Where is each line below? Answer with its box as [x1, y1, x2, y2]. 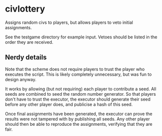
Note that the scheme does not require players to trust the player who [5, 66, 145, 72]
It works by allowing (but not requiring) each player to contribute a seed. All [5, 86, 157, 92]
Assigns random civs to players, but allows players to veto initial [5, 19, 133, 25]
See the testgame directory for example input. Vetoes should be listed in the [5, 34, 158, 40]
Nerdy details [5, 53, 47, 62]
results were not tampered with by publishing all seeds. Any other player [5, 116, 150, 122]
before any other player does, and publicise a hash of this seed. [5, 101, 133, 107]
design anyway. [5, 76, 36, 82]
